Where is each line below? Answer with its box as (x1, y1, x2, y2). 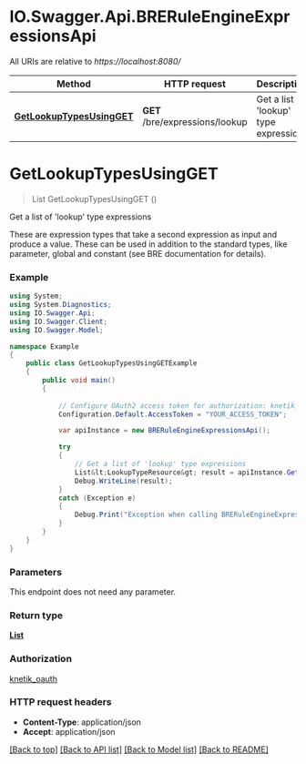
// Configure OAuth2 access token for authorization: (57, 401, 267, 411)
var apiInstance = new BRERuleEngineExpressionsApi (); (57, 426, 271, 435)
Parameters (9, 565, 62, 578)
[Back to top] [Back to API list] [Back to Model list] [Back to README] (9, 744, 269, 755)
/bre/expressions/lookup (142, 116, 248, 128)
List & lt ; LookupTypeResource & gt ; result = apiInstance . (74, 467, 287, 477)
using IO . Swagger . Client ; (9, 317, 107, 326)
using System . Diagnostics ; (9, 301, 112, 310)
